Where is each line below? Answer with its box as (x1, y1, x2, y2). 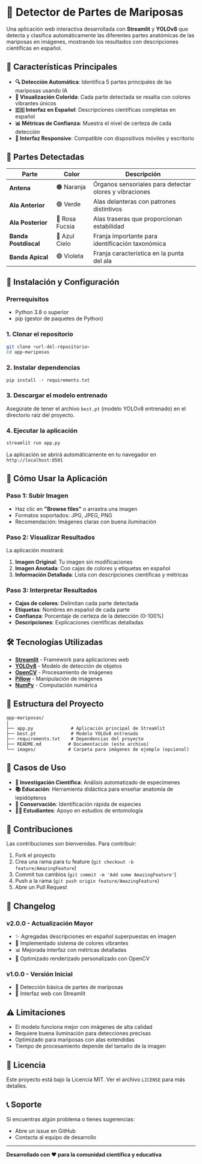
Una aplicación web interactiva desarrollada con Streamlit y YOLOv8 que (6, 25, 188, 32)
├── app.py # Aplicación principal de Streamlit (6, 725, 165, 731)
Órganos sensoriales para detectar (93, 180, 191, 188)
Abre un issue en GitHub (14, 1127, 76, 1135)
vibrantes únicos (14, 99, 57, 107)
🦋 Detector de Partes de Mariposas (6, 5, 184, 19)
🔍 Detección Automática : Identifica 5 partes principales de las (14, 78, 172, 85)
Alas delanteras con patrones (93, 197, 176, 206)
